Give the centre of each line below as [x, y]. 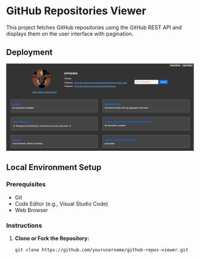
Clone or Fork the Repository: [52, 238]
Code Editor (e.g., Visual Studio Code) [61, 204]
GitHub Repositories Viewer [76, 11]
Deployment [29, 53]
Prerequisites [26, 184]
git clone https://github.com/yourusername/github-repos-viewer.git [101, 250]
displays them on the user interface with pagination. [70, 33]
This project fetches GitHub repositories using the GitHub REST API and [94, 27]
